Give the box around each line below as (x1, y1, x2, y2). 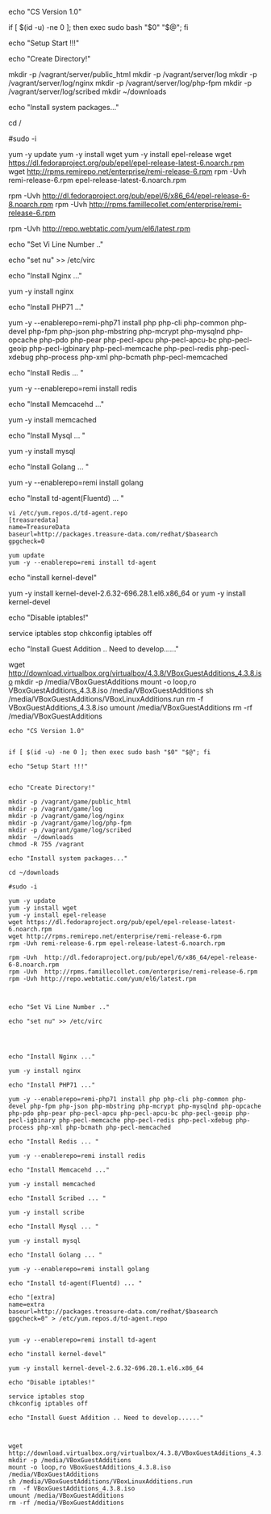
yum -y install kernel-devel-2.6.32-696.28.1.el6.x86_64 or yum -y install (8, 588, 246, 598)
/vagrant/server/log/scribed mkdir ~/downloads (8, 87, 167, 96)
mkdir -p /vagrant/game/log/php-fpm (8, 819, 131, 827)
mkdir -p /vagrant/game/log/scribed (8, 826, 131, 834)
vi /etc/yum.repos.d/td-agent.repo (8, 509, 128, 517)
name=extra (8, 1300, 45, 1308)
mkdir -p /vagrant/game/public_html (8, 798, 131, 806)
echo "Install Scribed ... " (8, 1194, 106, 1202)
